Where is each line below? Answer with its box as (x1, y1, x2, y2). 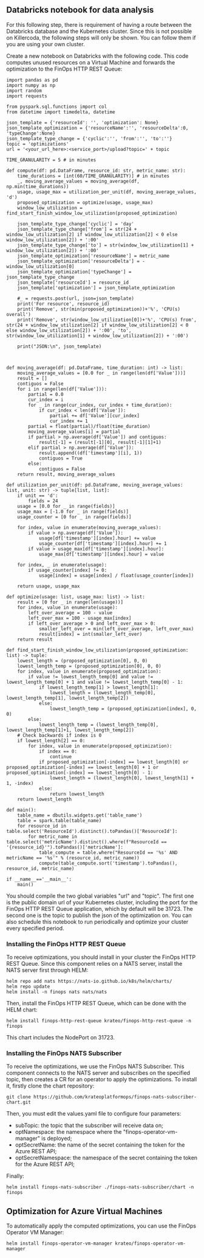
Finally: (6, 1172, 24, 1180)
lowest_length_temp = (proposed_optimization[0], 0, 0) (17, 663, 162, 669)
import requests (6, 93, 47, 99)
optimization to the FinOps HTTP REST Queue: (6, 65, 123, 72)
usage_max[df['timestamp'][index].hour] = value (38, 551, 165, 557)
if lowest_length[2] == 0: (17, 737, 86, 743)
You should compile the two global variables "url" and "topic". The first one (6, 892, 194, 899)
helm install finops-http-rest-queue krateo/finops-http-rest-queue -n (6, 1018, 191, 1024)
